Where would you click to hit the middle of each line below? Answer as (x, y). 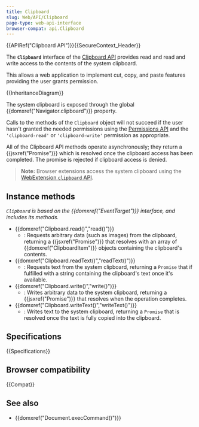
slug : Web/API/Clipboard (37, 17)
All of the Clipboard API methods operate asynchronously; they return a (94, 147)
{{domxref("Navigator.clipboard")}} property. (62, 111)
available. (36, 280)
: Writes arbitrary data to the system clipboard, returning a (95, 293)
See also (22, 403)
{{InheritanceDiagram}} (35, 93)
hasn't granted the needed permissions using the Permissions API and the (97, 129)
